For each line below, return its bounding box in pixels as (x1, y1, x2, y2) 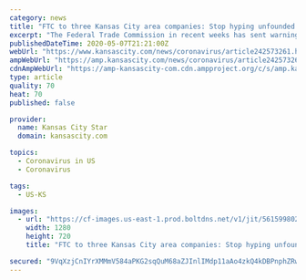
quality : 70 (9, 81, 55, 90)
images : (9, 206, 39, 215)
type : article (9, 73, 64, 82)
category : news (9, 13, 67, 23)
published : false (9, 98, 76, 108)
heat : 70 (9, 89, 43, 99)
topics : (9, 148, 39, 158)
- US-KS (17, 190, 47, 199)
